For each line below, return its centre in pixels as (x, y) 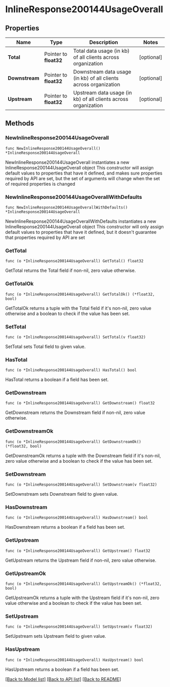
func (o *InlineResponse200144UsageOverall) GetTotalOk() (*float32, (80, 294)
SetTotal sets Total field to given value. (46, 347)
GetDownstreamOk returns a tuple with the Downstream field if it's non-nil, (83, 456)
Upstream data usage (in (103, 93)
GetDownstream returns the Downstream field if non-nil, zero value (75, 413)
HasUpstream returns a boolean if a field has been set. (62, 669)
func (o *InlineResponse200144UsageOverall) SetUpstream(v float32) (79, 627)
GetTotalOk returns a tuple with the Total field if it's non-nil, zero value (78, 308)
